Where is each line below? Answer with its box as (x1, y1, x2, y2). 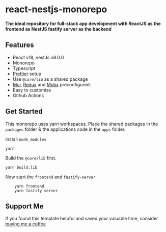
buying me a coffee (5, 221, 46, 227)
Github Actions (12, 92, 44, 98)
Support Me (5, 202, 44, 211)
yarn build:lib (5, 165, 38, 170)
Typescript (12, 65, 36, 71)
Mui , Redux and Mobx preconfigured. (12, 81, 91, 87)
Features (5, 41, 34, 50)
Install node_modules (5, 136, 47, 142)
